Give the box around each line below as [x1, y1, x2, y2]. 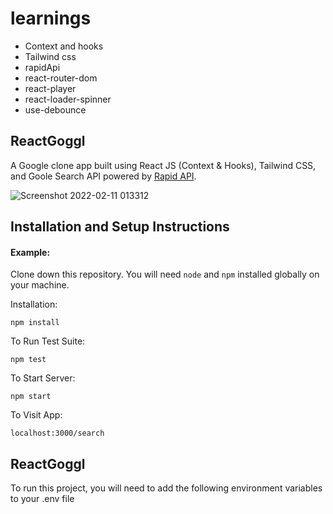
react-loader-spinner [24, 93, 112, 105]
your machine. [10, 279, 70, 291]
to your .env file [10, 493, 75, 505]
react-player [24, 82, 77, 94]
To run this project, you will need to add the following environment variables [10, 482, 323, 494]
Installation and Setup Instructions [10, 218, 230, 236]
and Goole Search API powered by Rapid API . [10, 170, 197, 182]
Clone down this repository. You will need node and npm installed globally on [10, 268, 320, 281]
